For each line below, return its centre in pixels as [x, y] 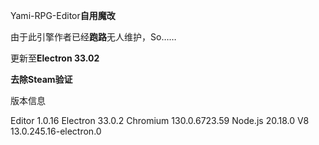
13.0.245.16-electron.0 [56, 131]
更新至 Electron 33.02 [55, 58]
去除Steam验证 [41, 79]
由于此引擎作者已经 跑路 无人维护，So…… [93, 37]
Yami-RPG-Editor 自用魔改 [63, 15]
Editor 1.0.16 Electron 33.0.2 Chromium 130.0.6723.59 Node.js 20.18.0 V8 [160, 120]
